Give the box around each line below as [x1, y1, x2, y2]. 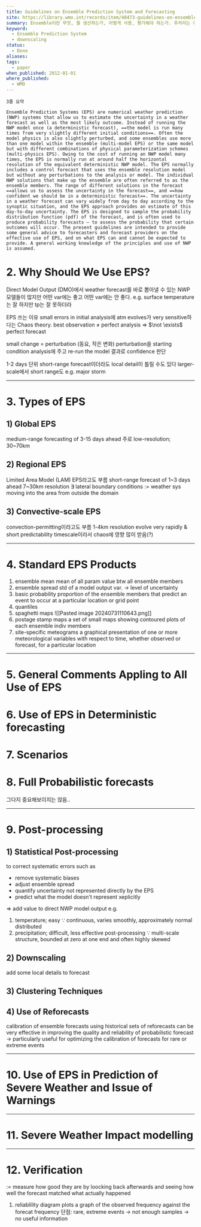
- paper [11, 64, 31, 71]
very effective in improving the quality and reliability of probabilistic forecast [6, 1029, 194, 1036]
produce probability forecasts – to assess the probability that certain [6, 219, 194, 225]
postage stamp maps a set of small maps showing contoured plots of [14, 615, 185, 623]
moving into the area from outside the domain [6, 489, 118, 496]
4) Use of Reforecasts [6, 1007, 90, 1017]
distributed [14, 923, 42, 930]
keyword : [6, 25, 28, 32]
